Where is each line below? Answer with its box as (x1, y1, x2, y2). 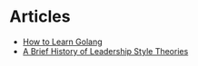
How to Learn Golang (22, 36, 103, 47)
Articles (9, 6, 71, 27)
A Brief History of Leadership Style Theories (22, 45, 189, 56)
